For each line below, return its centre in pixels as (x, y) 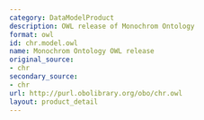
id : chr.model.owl (44, 43)
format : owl (31, 34)
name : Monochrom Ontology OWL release (82, 51)
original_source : (42, 60)
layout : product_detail (54, 102)
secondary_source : (44, 77)
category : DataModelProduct (62, 18)
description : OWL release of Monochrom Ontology (102, 26)
